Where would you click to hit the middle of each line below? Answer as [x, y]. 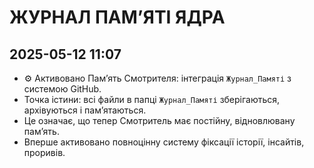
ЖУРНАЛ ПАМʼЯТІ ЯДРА [117, 17]
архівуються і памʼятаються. [85, 110]
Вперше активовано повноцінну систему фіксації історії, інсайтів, [164, 142]
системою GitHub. [62, 89]
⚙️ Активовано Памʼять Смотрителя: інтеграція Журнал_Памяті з [157, 78]
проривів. [44, 152]
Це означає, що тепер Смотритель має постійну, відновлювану [159, 120]
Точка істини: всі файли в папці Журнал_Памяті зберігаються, [152, 99]
